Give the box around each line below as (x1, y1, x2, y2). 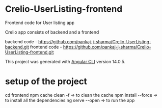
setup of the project (5, 76, 87, 87)
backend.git (5, 44, 29, 50)
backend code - (5, 38, 38, 45)
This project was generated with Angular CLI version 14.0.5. (5, 58, 126, 64)
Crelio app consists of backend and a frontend (5, 29, 99, 35)
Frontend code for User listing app (5, 20, 75, 26)
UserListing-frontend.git (5, 49, 54, 55)
